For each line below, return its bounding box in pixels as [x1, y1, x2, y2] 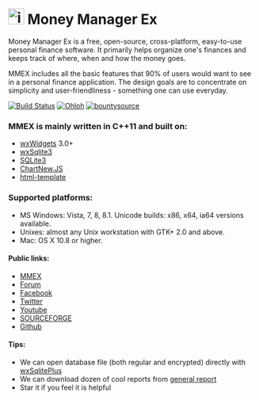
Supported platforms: [8, 192, 93, 204]
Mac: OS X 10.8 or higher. [19, 235, 103, 245]
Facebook [19, 288, 53, 297]
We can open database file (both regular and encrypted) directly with [19, 357, 246, 367]
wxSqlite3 [19, 147, 53, 157]
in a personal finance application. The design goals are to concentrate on [8, 77, 247, 86]
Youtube [19, 305, 48, 314]
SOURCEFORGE [19, 313, 73, 322]
